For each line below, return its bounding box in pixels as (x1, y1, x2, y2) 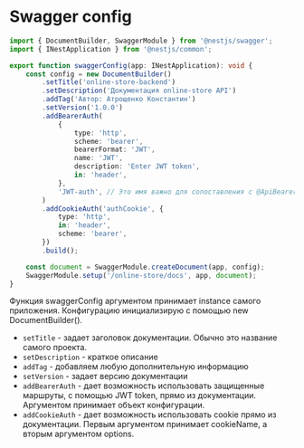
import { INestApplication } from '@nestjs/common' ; (9, 44, 213, 53)
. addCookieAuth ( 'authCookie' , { (42, 204, 165, 214)
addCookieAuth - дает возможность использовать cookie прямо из (22, 409, 277, 420)
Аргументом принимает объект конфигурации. (22, 400, 205, 411)
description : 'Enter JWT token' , (73, 162, 201, 171)
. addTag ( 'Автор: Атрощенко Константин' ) (42, 95, 196, 104)
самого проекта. (22, 342, 88, 353)
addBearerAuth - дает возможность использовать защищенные (22, 380, 265, 391)
